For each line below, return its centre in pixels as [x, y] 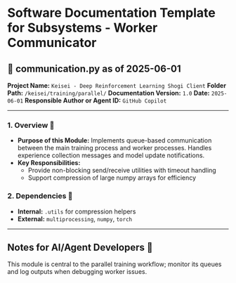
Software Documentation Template [111, 13]
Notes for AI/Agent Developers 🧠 [80, 247]
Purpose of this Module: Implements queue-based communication [114, 140]
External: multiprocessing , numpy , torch [74, 218]
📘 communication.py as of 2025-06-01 [94, 68]
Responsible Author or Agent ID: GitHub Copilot [96, 100]
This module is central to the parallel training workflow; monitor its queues [114, 264]
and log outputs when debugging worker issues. [77, 272]
